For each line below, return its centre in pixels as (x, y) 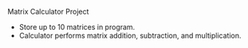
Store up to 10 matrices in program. (77, 27)
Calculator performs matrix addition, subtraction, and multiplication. (130, 36)
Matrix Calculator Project (48, 12)
